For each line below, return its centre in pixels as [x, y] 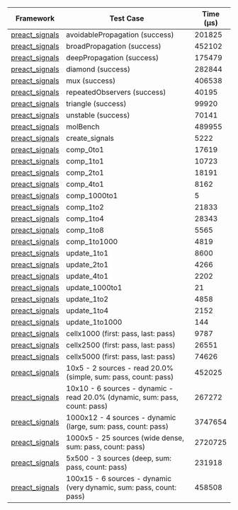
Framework [35, 18]
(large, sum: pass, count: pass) [117, 426]
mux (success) [91, 81]
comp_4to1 [85, 184]
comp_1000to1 [92, 196]
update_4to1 [87, 276]
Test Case [127, 18]
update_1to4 [87, 311]
